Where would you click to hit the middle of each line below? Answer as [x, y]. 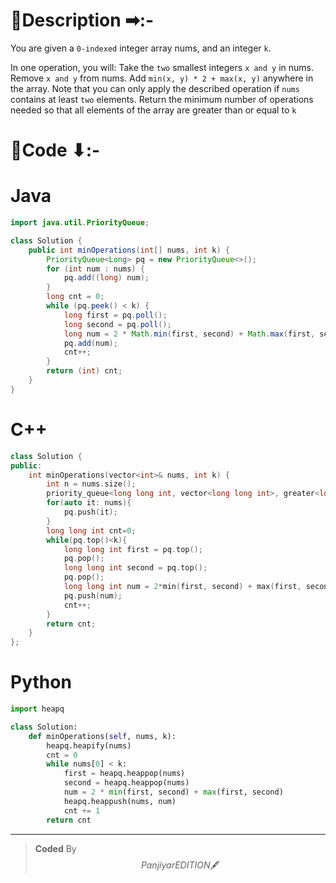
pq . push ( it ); [90, 512]
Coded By [55, 848]
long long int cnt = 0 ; [91, 530]
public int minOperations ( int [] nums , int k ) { [129, 250]
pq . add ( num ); [90, 343]
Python [41, 682]
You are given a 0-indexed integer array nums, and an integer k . [141, 48]
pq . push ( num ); [93, 595]
